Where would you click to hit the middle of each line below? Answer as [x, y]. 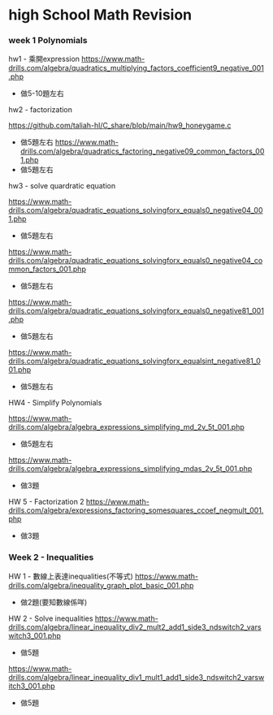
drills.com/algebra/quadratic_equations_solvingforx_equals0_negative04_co [136, 261]
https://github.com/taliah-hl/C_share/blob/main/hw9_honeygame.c [120, 126]
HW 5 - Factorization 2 [46, 502]
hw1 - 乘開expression [44, 59]
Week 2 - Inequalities [51, 557]
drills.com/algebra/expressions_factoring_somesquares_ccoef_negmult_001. [136, 510]
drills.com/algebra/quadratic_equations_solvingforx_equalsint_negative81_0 [135, 361]
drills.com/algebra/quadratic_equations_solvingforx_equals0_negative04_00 [136, 210]
